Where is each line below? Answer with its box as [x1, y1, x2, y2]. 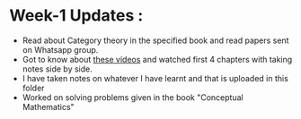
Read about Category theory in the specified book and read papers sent [22, 35, 289, 46]
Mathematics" [22, 101, 75, 112]
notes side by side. [22, 64, 93, 74]
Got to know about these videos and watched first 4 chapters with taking [22, 54, 293, 64]
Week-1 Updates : [9, 5, 144, 26]
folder [22, 82, 45, 93]
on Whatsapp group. [22, 44, 99, 55]
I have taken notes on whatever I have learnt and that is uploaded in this [22, 72, 289, 83]
